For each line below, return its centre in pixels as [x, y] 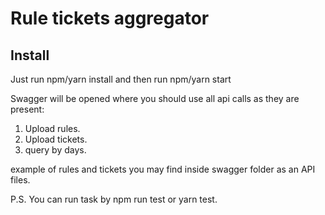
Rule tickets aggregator [110, 18]
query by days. [55, 150]
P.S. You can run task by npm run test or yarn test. [114, 199]
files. [20, 180]
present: [27, 109]
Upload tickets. [56, 139]
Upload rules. [52, 128]
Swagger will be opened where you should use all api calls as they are [155, 98]
